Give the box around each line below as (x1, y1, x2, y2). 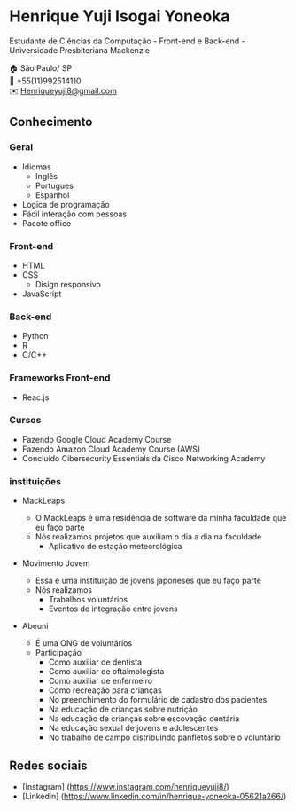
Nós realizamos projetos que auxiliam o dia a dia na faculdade (35, 531, 262, 542)
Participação (35, 648, 82, 658)
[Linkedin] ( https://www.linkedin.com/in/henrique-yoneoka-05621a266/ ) (21, 790, 287, 801)
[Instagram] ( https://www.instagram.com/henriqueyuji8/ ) (21, 781, 230, 791)
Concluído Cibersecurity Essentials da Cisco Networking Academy (21, 452, 266, 463)
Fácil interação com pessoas (21, 208, 127, 219)
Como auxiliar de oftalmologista (48, 666, 165, 677)
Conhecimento (9, 114, 93, 130)
